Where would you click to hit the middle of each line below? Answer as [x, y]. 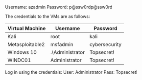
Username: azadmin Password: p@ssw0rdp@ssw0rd [59, 7]
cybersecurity [105, 44]
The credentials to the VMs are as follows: [47, 16]
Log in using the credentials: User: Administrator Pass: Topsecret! [71, 72]
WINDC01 [19, 60]
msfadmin [62, 44]
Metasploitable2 [26, 44]
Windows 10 [22, 52]
